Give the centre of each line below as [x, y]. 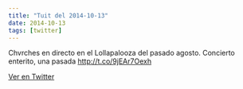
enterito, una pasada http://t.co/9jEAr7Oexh [80, 61]
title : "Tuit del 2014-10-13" [59, 15]
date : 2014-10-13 [37, 23]
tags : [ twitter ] [35, 30]
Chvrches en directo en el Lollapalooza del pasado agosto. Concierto [121, 53]
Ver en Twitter [31, 77]
